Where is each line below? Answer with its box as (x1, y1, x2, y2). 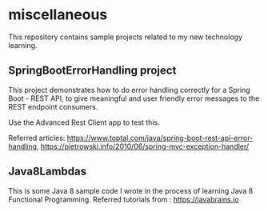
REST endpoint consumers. (8, 102, 98, 111)
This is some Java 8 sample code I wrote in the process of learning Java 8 (8, 186, 254, 195)
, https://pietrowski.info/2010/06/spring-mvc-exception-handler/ (36, 142, 250, 151)
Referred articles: (8, 133, 66, 142)
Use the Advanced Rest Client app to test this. (8, 118, 160, 127)
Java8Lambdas (8, 165, 87, 178)
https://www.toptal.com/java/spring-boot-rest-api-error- (66, 133, 254, 142)
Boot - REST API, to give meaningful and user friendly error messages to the (8, 94, 260, 103)
